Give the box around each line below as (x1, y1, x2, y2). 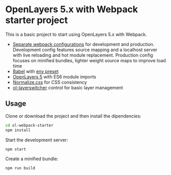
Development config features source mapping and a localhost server (12, 46, 158, 53)
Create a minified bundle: (5, 156, 59, 162)
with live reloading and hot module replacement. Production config (12, 52, 153, 58)
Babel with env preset (12, 68, 59, 74)
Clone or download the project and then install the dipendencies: (5, 113, 141, 119)
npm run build (5, 166, 36, 171)
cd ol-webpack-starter (5, 122, 54, 128)
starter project (5, 14, 68, 26)
